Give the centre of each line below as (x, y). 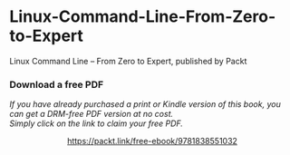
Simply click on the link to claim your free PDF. (97, 123)
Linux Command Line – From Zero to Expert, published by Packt (128, 61)
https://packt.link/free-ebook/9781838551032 (152, 141)
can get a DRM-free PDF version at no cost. (92, 114)
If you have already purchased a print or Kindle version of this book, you (145, 104)
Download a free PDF (57, 84)
